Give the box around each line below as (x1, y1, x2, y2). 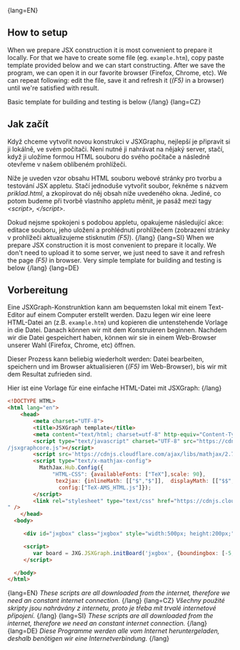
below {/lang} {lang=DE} (7, 264, 80, 272)
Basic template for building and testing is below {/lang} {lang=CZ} (7, 97, 201, 106)
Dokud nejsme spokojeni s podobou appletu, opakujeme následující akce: (7, 218, 224, 226)
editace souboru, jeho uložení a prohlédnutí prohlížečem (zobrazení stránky (7, 225, 230, 234)
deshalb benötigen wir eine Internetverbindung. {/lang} (7, 634, 170, 643)
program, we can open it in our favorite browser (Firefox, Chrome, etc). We (7, 68, 227, 77)
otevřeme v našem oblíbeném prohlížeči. (7, 160, 127, 169)
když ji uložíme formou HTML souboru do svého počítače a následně (7, 152, 211, 161)
